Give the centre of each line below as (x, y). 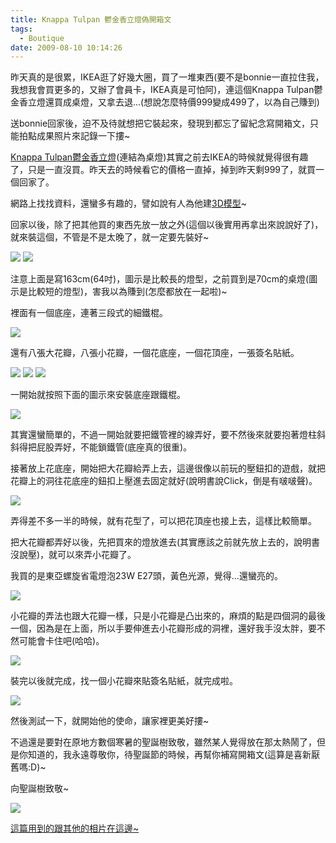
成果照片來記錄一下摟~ (83, 136)
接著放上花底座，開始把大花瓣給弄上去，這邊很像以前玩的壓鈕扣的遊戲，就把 (168, 468)
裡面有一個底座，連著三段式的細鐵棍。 (89, 313)
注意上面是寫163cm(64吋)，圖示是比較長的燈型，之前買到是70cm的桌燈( (160, 279)
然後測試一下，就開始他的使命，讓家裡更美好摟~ (110, 721)
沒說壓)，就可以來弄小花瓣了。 (73, 555)
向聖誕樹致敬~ (40, 788)
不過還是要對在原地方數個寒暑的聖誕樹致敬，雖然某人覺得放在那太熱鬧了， (163, 742)
